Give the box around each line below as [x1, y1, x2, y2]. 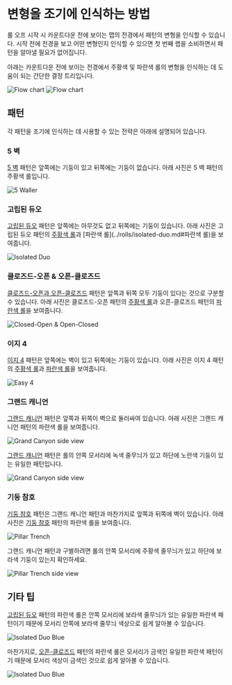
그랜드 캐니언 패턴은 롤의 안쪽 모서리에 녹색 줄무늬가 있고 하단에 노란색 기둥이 [7, 451, 217, 460]
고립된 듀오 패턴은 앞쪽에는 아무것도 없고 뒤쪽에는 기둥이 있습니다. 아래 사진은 [7, 222, 217, 230]
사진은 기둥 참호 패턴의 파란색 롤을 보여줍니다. [7, 518, 132, 526]
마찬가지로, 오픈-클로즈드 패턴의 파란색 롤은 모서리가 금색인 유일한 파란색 [7, 647, 205, 656]
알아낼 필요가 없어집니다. [19, 48, 88, 56]
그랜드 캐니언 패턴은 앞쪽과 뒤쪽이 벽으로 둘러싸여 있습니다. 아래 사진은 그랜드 [7, 414, 217, 423]
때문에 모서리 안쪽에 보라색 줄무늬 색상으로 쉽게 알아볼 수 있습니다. [25, 620, 206, 628]
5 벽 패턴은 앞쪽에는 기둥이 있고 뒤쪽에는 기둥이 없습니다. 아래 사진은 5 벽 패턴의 [7, 163, 224, 172]
